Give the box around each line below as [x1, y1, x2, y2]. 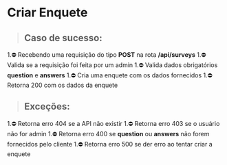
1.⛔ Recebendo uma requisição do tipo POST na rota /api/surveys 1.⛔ [7, 51, 206, 59]
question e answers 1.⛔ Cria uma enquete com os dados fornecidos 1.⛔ [7, 71, 213, 79]
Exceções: [23, 101, 70, 112]
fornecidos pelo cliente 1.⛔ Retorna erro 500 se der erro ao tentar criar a [7, 140, 213, 148]
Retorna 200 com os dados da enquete [7, 81, 118, 89]
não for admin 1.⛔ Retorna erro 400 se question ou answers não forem [7, 129, 210, 138]
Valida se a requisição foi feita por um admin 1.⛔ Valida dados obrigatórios [7, 61, 218, 69]
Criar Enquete [7, 5, 88, 21]
